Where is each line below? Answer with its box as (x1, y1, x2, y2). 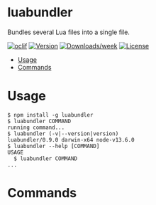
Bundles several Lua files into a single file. (7, 28, 130, 36)
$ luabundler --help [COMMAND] (7, 142, 100, 149)
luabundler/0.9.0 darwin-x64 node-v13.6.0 (7, 136, 135, 143)
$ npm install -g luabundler (7, 111, 94, 118)
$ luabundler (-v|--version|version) (7, 130, 119, 137)
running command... (7, 124, 65, 131)
